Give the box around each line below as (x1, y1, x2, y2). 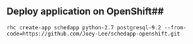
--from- (163, 24, 187, 31)
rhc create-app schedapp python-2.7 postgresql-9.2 (6, 24, 161, 31)
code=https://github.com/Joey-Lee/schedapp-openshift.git (6, 30, 180, 37)
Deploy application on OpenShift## (6, 6, 164, 17)
